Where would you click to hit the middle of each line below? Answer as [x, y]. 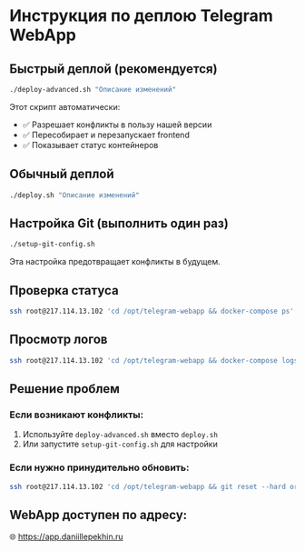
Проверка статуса [64, 291]
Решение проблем [65, 389]
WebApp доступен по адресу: [98, 515]
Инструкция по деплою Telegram [142, 16]
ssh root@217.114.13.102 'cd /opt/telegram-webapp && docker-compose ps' [152, 311]
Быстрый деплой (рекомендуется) [113, 69]
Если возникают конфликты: [77, 415]
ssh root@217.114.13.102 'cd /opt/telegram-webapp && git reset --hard [148, 486]
